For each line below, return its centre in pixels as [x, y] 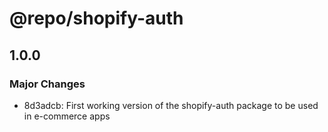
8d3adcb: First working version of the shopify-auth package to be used [171, 105]
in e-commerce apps [67, 116]
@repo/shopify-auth [96, 18]
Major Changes [47, 84]
